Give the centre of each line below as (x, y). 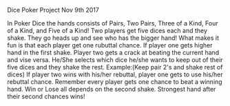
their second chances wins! (46, 96)
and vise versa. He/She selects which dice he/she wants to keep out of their (115, 60)
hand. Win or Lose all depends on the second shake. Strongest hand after (112, 89)
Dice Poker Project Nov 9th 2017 (53, 10)
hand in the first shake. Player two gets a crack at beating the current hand (113, 52)
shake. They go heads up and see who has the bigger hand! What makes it (113, 38)
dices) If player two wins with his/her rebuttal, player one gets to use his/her (115, 74)
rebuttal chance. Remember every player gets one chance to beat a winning (115, 82)
